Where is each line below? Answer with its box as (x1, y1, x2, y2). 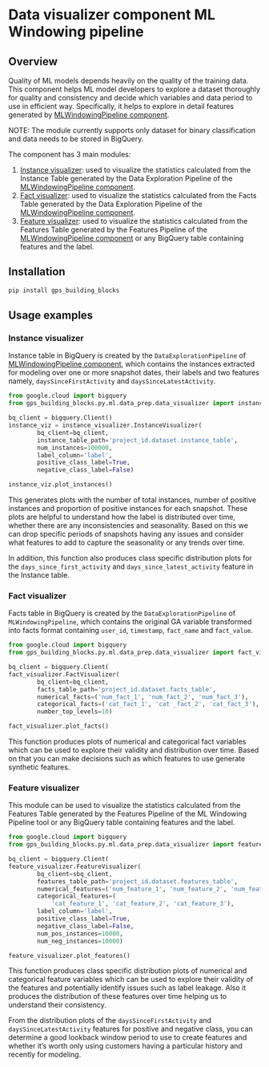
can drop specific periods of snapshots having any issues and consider (8, 529, 244, 538)
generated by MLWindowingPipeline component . (8, 110, 170, 120)
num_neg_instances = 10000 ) (37, 937, 124, 945)
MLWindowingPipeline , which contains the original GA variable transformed (8, 617, 252, 627)
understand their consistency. (8, 1000, 106, 1010)
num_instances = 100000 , (37, 444, 113, 452)
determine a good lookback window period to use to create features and (8, 1033, 247, 1042)
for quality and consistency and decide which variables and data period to (8, 93, 253, 102)
